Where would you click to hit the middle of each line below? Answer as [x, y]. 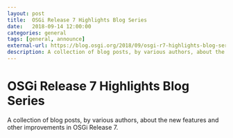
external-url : [28, 46]
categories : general [37, 33]
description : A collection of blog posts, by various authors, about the [116, 52]
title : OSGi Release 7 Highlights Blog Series [77, 20]
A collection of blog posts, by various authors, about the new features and [113, 120]
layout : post [26, 13]
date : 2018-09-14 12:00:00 [49, 26]
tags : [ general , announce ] [46, 39]
